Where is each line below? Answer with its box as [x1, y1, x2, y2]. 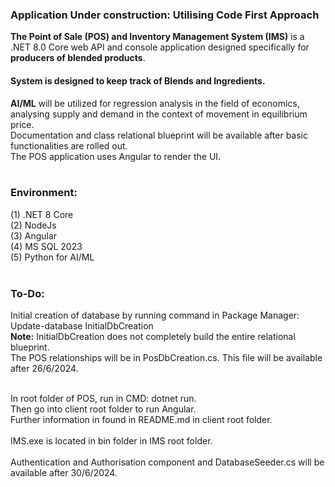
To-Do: [10, 286, 45, 300]
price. [10, 118, 35, 130]
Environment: [10, 186, 78, 200]
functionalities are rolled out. [10, 139, 128, 152]
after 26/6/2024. [10, 363, 79, 375]
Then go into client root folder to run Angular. [10, 403, 197, 415]
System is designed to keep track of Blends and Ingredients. [10, 74, 266, 87]
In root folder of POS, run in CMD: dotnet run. [10, 393, 197, 405]
